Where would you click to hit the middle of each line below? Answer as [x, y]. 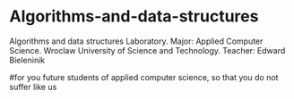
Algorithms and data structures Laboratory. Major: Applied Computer [136, 41]
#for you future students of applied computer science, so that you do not [144, 77]
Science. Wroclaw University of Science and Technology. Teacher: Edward [147, 50]
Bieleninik [27, 60]
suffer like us [33, 87]
